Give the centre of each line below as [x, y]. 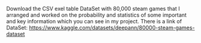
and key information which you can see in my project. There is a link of [94, 21]
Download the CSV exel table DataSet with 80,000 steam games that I [93, 9]
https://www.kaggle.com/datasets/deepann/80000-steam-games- [112, 27]
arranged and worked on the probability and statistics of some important [97, 15]
